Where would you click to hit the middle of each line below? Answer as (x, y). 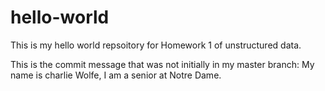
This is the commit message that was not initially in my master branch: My (162, 64)
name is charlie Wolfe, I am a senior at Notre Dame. (116, 75)
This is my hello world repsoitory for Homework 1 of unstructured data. (156, 45)
